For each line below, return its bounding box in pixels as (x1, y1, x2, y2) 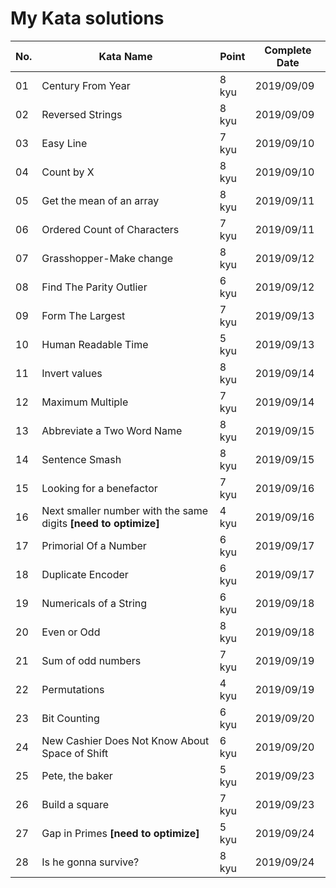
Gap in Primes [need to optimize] (41, 826, 200, 840)
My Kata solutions (10, 7, 165, 30)
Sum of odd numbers (41, 653, 142, 667)
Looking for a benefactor (41, 481, 158, 495)
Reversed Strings (41, 107, 123, 121)
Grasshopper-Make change (41, 251, 174, 265)
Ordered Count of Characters (41, 222, 180, 236)
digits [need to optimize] (41, 516, 160, 530)
